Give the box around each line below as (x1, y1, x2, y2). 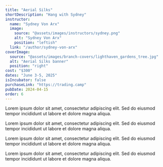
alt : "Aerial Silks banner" (10, 59, 69, 64)
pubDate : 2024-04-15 (5, 87, 49, 92)
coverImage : (5, 49, 30, 54)
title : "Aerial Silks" (5, 7, 53, 13)
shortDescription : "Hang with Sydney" (5, 12, 87, 17)
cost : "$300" (5, 68, 33, 73)
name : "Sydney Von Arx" (10, 21, 59, 27)
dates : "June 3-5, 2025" (5, 73, 57, 78)
